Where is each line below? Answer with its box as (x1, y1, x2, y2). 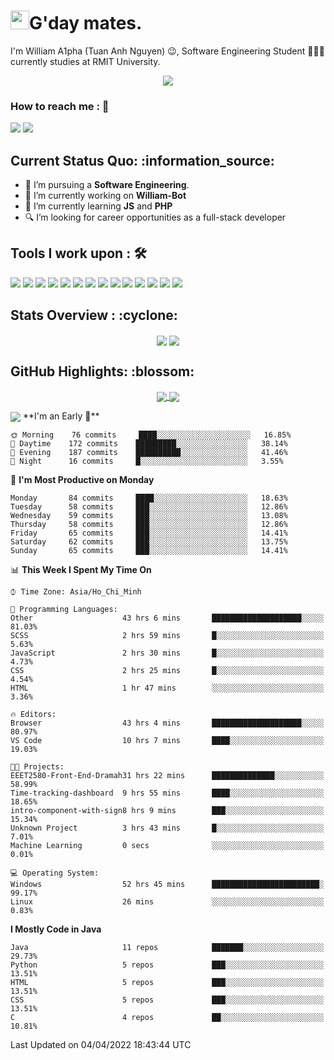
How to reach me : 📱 (10, 99, 110, 113)
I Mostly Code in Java (10, 923, 102, 935)
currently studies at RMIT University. (10, 55, 161, 67)
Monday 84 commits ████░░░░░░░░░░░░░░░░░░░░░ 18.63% (10, 493, 288, 503)
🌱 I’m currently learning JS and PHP (24, 200, 173, 212)
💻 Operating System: (10, 868, 100, 878)
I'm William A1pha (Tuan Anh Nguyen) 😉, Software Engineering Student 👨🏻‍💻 (10, 45, 325, 57)
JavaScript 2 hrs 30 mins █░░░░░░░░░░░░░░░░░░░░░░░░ (10, 648, 325, 658)
